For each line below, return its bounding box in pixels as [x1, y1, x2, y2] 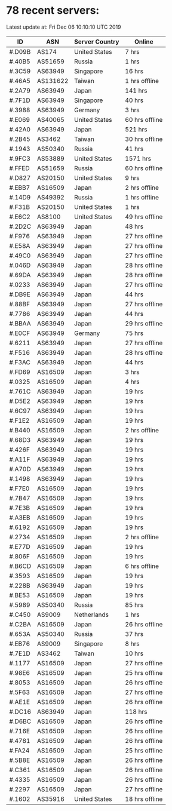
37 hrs [125, 629, 144, 638]
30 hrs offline [125, 135, 163, 143]
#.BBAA [9, 319, 31, 327]
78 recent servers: [6, 4, 100, 17]
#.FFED [9, 164, 30, 172]
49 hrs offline [125, 213, 163, 221]
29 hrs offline [125, 319, 163, 327]
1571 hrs [125, 154, 152, 162]
